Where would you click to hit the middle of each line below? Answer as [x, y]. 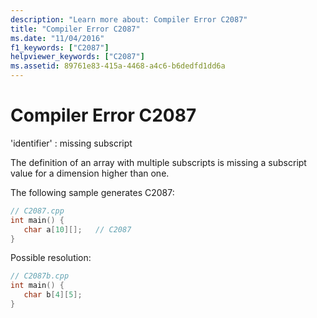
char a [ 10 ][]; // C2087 [77, 229]
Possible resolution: [51, 258]
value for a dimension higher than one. [90, 173]
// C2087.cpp [37, 211]
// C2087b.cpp [40, 276]
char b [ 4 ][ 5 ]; [53, 295]
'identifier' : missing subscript [71, 143]
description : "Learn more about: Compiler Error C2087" [129, 19]
